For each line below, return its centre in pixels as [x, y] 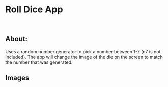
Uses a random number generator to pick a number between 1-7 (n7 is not [83, 51]
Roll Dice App [34, 9]
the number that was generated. [39, 62]
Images [17, 78]
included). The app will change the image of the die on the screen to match [84, 57]
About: [17, 39]
